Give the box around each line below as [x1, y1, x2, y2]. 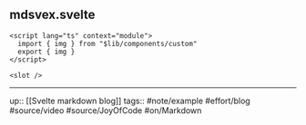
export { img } [17, 47, 76, 56]
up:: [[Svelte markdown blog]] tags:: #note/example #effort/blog [9, 95, 250, 106]
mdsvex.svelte [9, 7, 96, 23]
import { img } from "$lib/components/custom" [17, 39, 198, 48]
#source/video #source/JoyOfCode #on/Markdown [9, 104, 202, 116]
